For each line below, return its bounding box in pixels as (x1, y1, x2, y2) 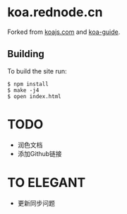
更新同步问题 (17, 198, 55, 207)
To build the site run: (7, 66, 67, 75)
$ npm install (7, 81, 49, 88)
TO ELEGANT (7, 174, 86, 191)
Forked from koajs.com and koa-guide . (7, 28, 121, 36)
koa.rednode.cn (7, 4, 103, 20)
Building (7, 48, 44, 60)
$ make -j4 (7, 86, 40, 94)
